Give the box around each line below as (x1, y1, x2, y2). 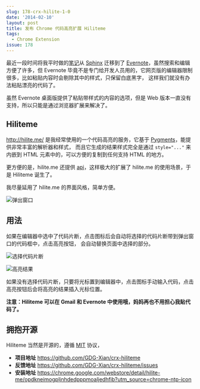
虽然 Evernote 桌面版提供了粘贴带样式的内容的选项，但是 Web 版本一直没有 (6, 94, 192, 101)
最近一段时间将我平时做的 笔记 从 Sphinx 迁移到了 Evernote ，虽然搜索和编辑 (6, 59, 190, 66)
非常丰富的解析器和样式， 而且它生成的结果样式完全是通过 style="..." (11, 143, 185, 150)
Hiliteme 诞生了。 (12, 171, 55, 178)
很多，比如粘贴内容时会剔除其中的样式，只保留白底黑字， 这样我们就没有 (6, 74, 185, 81)
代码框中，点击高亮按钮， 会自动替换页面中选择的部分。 (16, 240, 154, 247)
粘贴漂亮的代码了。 (11, 81, 58, 88)
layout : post (6, 20, 39, 26)
